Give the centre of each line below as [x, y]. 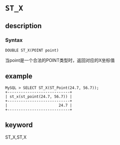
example [19, 76]
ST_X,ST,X [16, 137]
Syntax [14, 40]
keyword [19, 125]
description [23, 26]
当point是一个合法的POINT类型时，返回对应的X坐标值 [60, 60]
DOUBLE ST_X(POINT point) [32, 50]
